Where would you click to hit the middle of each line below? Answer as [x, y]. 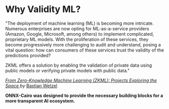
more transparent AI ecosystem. [40, 101]
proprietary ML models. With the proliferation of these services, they [77, 39]
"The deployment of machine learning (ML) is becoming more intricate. [79, 23]
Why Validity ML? [43, 9]
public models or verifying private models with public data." [67, 70]
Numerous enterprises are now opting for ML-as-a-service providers [77, 28]
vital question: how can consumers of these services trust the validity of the [84, 50]
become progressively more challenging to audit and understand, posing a [83, 44]
